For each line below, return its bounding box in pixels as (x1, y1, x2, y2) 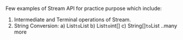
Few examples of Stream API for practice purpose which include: (5, 5, 162, 12)
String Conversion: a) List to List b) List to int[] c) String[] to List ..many (13, 23, 178, 29)
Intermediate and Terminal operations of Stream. (13, 16, 131, 23)
